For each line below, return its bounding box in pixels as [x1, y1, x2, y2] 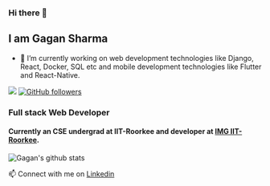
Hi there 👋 [8, 7, 48, 18]
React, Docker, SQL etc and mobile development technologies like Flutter [19, 62, 262, 71]
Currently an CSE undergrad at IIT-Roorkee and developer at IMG [8, 127, 229, 136]
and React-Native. [19, 70, 80, 79]
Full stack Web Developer [8, 107, 110, 118]
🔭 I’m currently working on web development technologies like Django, [19, 53, 255, 63]
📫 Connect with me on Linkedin [8, 168, 115, 179]
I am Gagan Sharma [8, 32, 108, 46]
